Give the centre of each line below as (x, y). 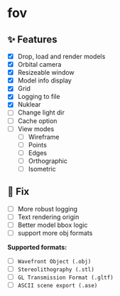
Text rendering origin (48, 217)
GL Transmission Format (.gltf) (65, 278)
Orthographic (48, 161)
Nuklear (29, 105)
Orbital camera (39, 65)
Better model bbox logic (53, 225)
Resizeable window (46, 73)
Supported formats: (37, 247)
